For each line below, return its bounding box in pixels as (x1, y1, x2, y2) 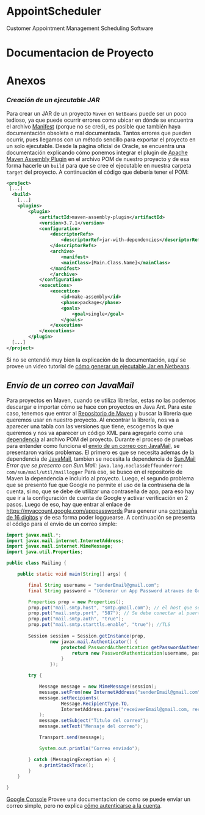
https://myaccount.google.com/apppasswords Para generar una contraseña (6, 507, 198, 515)
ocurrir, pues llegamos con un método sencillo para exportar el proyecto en (6, 136, 196, 143)
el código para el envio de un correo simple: (6, 520, 117, 527)
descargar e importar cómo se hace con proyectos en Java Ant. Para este (6, 403, 192, 411)
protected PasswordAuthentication (60, 644, 149, 650)
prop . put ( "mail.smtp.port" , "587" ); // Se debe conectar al (28, 610, 184, 616)
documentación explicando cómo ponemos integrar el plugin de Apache (6, 149, 188, 156)
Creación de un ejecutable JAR (6, 96, 100, 105)
